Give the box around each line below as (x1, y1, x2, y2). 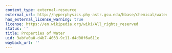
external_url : (5, 12, 36, 17)
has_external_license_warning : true (5, 17, 83, 22)
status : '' (5, 26, 29, 31)
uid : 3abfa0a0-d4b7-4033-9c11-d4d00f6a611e (5, 36, 100, 41)
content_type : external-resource (5, 7, 77, 13)
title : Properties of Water (5, 31, 66, 36)
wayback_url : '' (5, 40, 40, 45)
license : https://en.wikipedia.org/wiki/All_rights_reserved (5, 21, 139, 27)
